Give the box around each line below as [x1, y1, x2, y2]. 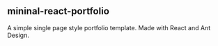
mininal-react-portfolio [7, 5, 110, 17]
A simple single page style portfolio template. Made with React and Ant [7, 23, 211, 32]
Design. [7, 31, 29, 39]
